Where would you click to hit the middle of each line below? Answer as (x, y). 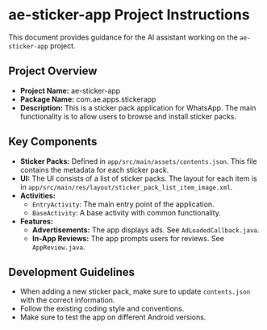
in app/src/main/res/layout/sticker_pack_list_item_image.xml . (126, 186)
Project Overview (53, 71)
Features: (37, 221)
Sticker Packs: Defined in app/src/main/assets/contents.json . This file (138, 161)
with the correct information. (67, 300)
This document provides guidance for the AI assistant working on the (123, 37)
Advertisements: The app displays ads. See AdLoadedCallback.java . (146, 230)
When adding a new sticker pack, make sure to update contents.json (135, 291)
